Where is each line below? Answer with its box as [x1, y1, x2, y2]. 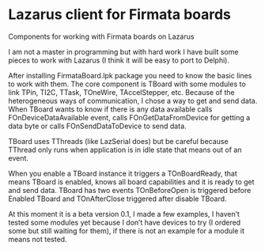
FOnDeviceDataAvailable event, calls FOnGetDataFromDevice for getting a [8, 112, 251, 122]
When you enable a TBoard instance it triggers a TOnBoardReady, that [8, 169, 237, 178]
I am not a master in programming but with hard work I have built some [8, 47, 239, 56]
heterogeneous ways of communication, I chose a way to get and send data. [8, 96, 258, 105]
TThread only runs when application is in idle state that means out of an [8, 145, 242, 154]
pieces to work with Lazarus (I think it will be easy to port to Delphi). [8, 55, 229, 65]
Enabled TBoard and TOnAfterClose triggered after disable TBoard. [8, 194, 227, 203]
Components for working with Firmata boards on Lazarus [8, 32, 195, 41]
